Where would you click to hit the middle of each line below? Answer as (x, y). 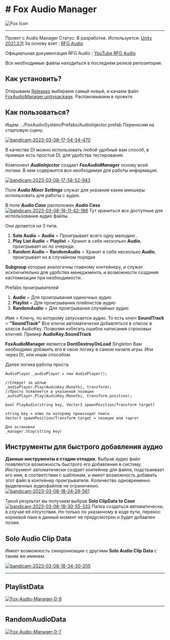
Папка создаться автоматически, (128, 506)
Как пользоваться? (37, 112)
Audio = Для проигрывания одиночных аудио (62, 297)
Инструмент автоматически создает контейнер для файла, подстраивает (85, 470)
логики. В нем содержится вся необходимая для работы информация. (82, 170)
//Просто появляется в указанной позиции (50, 391)
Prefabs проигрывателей (32, 287)
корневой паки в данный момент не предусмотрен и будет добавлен (80, 517)
